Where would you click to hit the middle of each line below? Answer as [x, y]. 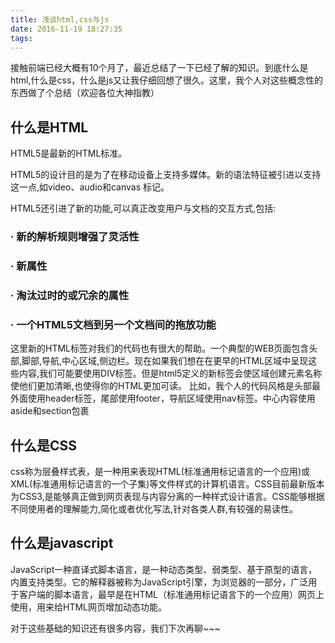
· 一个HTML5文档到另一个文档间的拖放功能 [113, 324]
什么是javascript [62, 543]
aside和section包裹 [50, 411]
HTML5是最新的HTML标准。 [69, 153]
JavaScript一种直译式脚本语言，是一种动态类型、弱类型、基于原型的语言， [164, 569]
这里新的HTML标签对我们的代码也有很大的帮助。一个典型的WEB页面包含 [160, 348]
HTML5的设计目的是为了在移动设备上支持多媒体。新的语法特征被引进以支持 [166, 175]
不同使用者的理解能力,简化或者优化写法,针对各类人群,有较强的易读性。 [154, 509]
